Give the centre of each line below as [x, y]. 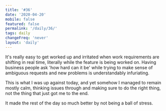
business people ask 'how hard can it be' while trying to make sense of [79, 67]
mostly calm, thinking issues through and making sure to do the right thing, [83, 88]
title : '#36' [19, 10]
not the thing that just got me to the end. [47, 93]
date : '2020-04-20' [26, 15]
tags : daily [18, 33]
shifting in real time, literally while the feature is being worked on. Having [81, 62]
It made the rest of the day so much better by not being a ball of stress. [79, 103]
